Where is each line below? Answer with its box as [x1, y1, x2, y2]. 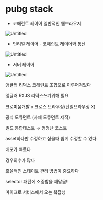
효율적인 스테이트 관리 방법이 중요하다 [5, 168, 79, 174]
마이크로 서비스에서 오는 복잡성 [5, 189, 66, 195]
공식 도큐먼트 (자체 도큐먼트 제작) [5, 114, 70, 120]
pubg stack [5, 3, 54, 15]
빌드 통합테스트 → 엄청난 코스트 [5, 125, 67, 131]
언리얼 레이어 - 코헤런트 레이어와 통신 [12, 41, 86, 47]
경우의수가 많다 [5, 157, 35, 163]
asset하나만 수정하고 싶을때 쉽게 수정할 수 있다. [5, 135, 98, 141]
